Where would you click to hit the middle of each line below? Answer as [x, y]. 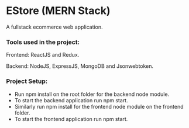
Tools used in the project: [43, 42]
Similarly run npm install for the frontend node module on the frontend [99, 106]
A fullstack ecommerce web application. [55, 27]
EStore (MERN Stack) [58, 11]
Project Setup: [27, 81]
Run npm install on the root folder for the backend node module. [92, 94]
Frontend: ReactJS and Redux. [43, 55]
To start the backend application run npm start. [71, 100]
